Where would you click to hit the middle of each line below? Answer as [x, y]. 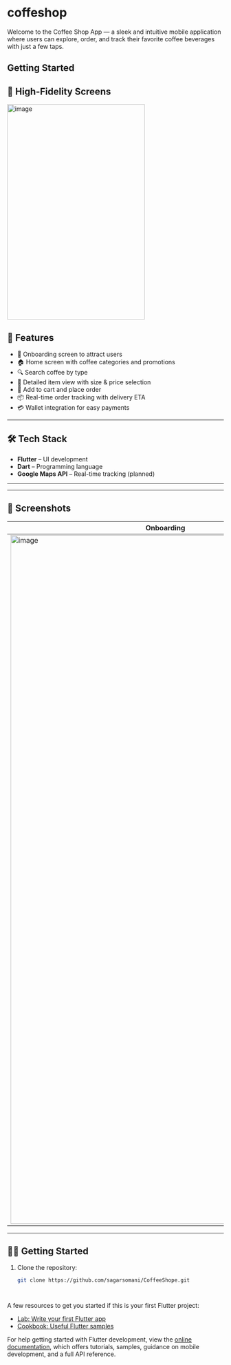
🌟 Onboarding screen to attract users [69, 354]
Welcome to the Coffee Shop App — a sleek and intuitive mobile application [114, 32]
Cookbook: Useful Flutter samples [65, 1326]
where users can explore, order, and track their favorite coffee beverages [111, 39]
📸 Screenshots [39, 509]
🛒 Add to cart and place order [59, 389]
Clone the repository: [47, 1268]
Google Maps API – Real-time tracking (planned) [86, 474]
